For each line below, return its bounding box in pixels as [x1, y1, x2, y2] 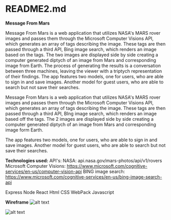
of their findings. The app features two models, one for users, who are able [5, 73, 164, 79]
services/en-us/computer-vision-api [5, 168, 82, 174]
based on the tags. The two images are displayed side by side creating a [5, 52, 159, 58]
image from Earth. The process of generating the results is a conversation [5, 62, 161, 69]
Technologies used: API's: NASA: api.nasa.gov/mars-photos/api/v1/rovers [5, 157, 162, 164]
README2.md [5, 3, 67, 15]
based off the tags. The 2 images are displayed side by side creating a [5, 116, 154, 122]
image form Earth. [5, 126, 44, 133]
